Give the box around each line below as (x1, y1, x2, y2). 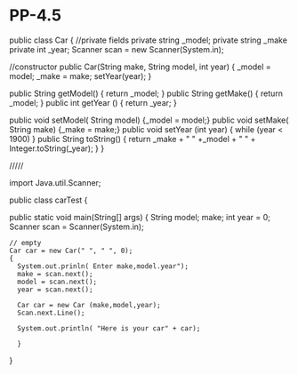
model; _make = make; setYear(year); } (9, 70, 152, 81)
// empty (9, 238, 42, 247)
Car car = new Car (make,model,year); (17, 300, 162, 309)
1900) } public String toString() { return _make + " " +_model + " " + (9, 133, 256, 144)
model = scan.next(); (17, 277, 98, 286)
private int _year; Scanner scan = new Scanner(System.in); (9, 44, 224, 54)
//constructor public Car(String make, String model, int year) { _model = (9, 61, 271, 72)
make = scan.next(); (17, 269, 93, 278)
